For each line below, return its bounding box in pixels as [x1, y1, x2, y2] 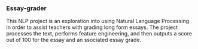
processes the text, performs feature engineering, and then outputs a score [6, 30, 193, 37]
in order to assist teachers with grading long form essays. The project [6, 24, 178, 31]
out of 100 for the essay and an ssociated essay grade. [6, 37, 142, 44]
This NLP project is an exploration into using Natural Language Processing [6, 18, 190, 25]
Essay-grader [6, 4, 47, 12]
